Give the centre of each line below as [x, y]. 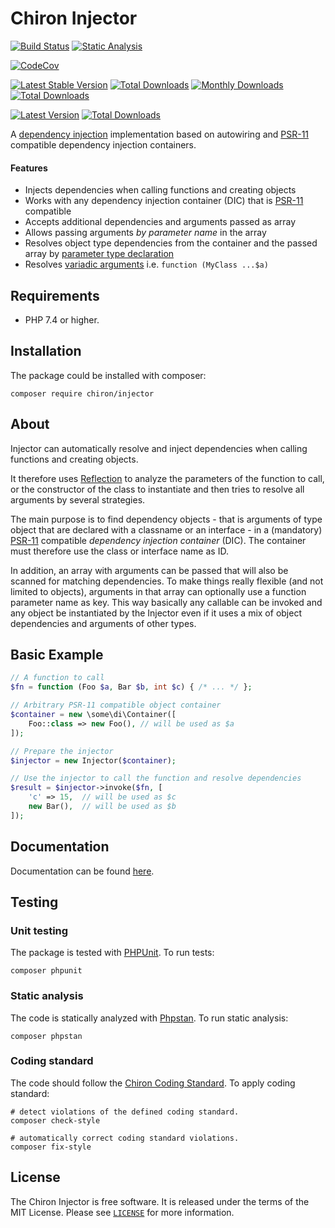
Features [29, 168]
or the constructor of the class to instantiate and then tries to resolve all [157, 489]
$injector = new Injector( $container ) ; [93, 760]
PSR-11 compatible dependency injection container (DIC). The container [158, 540]
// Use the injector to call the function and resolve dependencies [156, 778]
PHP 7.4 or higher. [62, 319]
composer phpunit [46, 971]
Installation [46, 351]
